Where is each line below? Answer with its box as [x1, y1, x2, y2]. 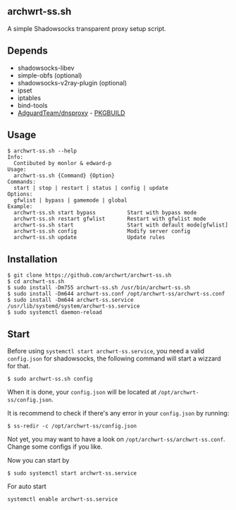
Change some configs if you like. [7, 442, 103, 451]
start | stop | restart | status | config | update [13, 185, 169, 192]
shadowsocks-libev [17, 63, 75, 72]
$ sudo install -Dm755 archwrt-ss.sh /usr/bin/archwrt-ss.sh [7, 284, 191, 291]
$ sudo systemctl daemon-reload [7, 309, 102, 316]
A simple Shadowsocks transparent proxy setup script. [7, 24, 167, 32]
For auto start [7, 482, 47, 491]
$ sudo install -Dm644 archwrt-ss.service [7, 296, 134, 304]
